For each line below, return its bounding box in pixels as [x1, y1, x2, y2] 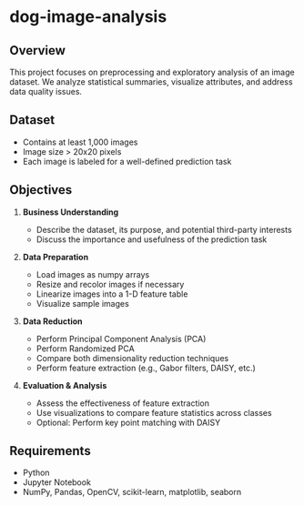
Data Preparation [22, 251, 89, 262]
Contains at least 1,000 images [22, 137, 138, 147]
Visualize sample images [35, 298, 129, 309]
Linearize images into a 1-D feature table [35, 288, 188, 299]
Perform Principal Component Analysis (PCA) [35, 333, 207, 344]
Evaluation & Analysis [22, 379, 107, 390]
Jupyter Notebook [22, 477, 91, 488]
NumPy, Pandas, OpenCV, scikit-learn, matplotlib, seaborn [22, 487, 242, 498]
